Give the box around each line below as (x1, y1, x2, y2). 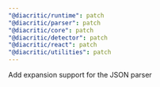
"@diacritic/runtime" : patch (8, 11, 105, 20)
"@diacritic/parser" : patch (8, 19, 101, 27)
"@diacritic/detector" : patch (8, 33, 109, 42)
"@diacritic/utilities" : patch (8, 48, 112, 56)
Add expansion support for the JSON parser (8, 70, 152, 79)
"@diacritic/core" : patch (8, 26, 93, 34)
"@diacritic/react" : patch (8, 41, 97, 49)
